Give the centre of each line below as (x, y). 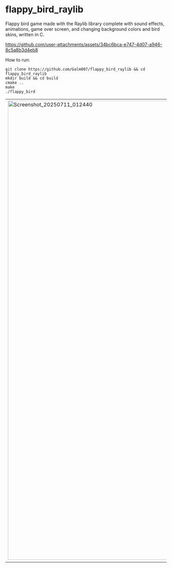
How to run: (18, 59)
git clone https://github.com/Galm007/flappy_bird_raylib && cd (75, 69)
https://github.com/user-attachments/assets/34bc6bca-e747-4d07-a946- (84, 44)
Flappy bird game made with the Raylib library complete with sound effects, (85, 24)
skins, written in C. (25, 34)
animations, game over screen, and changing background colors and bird (83, 29)
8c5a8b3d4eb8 (22, 50)
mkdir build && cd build (32, 78)
